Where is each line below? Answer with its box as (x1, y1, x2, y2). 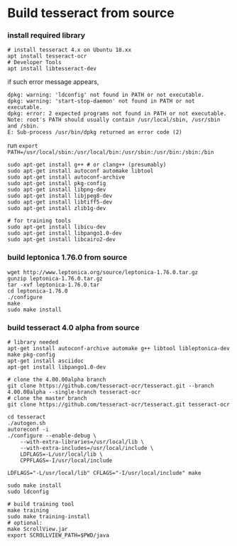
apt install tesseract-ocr (7, 53, 87, 60)
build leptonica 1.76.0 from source (7, 253, 128, 263)
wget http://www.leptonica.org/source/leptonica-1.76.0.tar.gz (7, 268, 199, 275)
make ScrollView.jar (7, 525, 69, 533)
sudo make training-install (7, 513, 91, 520)
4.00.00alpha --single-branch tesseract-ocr (7, 389, 141, 396)
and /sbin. (7, 122, 40, 130)
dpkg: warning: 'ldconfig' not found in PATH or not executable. (7, 91, 204, 99)
